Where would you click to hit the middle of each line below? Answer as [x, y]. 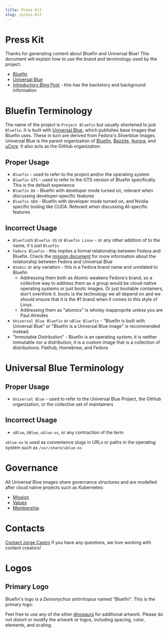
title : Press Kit [24, 10]
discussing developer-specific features [53, 196]
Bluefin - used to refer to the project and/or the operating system [81, 175]
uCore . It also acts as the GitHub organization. [53, 146]
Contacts [25, 528]
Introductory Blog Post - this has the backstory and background [79, 85]
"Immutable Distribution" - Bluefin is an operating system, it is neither [85, 337]
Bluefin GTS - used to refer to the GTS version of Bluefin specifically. [84, 180]
